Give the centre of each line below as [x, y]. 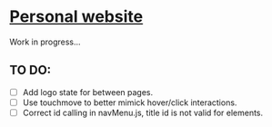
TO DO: [30, 70]
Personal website [76, 17]
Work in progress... [45, 42]
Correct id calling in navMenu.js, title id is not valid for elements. [143, 112]
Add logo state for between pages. [88, 92]
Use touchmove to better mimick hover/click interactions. [130, 103]
